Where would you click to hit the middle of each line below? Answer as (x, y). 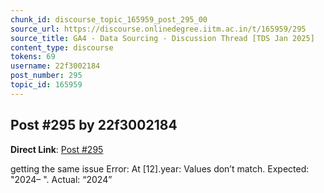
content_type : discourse (62, 47)
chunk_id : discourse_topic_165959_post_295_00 (109, 19)
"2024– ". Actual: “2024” (61, 179)
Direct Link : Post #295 (57, 149)
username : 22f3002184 (55, 66)
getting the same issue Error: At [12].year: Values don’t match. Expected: (160, 168)
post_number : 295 (46, 76)
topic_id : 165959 (46, 85)
